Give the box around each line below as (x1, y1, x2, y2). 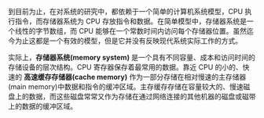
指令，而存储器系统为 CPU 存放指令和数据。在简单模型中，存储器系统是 (14, 16, 247, 26)
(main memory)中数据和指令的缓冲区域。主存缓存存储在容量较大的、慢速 (8, 82, 244, 91)
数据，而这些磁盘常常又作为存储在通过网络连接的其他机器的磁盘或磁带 (28, 92, 256, 101)
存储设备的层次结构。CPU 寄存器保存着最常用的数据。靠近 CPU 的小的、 (8, 63, 243, 72)
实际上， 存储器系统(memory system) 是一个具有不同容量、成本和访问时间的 (8, 53, 255, 62)
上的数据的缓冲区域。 (8, 102, 77, 111)
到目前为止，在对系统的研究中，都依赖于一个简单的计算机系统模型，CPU (8, 7, 244, 16)
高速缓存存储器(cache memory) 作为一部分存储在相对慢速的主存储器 (23, 73, 247, 81)
